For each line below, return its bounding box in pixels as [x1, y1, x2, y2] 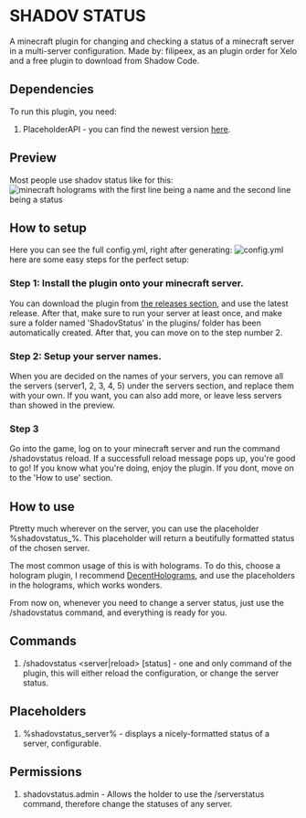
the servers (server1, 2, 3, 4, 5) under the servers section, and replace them [9, 380, 294, 391]
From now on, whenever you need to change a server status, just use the [9, 598, 285, 609]
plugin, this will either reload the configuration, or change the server [22, 667, 280, 678]
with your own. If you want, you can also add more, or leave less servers [9, 389, 282, 400]
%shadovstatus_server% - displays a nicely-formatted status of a [22, 728, 270, 738]
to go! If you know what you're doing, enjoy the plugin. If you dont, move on [9, 462, 294, 473]
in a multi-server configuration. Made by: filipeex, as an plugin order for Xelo [9, 45, 298, 56]
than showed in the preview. [9, 399, 116, 410]
